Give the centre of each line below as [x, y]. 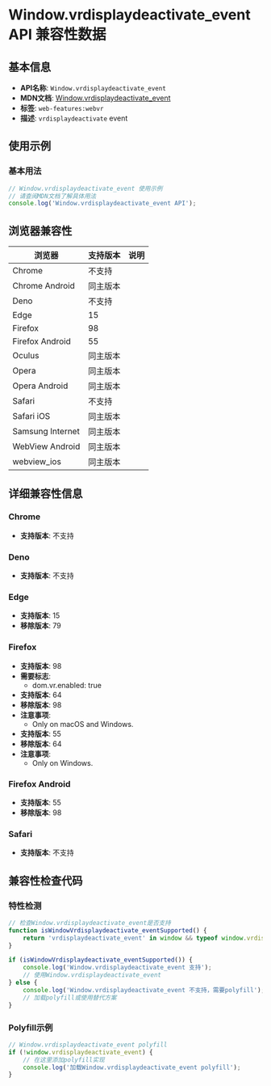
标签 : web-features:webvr [62, 108]
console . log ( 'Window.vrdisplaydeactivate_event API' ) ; [102, 204]
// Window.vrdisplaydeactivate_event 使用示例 [85, 188]
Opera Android [40, 386]
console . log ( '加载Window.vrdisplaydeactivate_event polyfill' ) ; [132, 1067]
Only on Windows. [63, 763]
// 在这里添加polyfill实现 [64, 1060]
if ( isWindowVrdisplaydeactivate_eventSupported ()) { [101, 960]
